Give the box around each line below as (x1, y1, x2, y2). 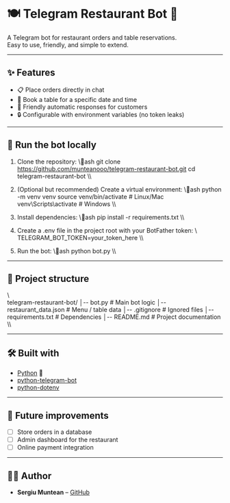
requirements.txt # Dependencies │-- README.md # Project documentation (7, 313, 221, 321)
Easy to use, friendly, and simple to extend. (7, 40, 129, 49)
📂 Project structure (7, 272, 90, 285)
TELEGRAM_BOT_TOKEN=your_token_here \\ (16, 233, 144, 242)
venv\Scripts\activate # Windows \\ (16, 200, 116, 208)
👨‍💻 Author (7, 470, 52, 482)
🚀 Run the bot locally (7, 139, 97, 151)
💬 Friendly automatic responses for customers (16, 103, 148, 111)
